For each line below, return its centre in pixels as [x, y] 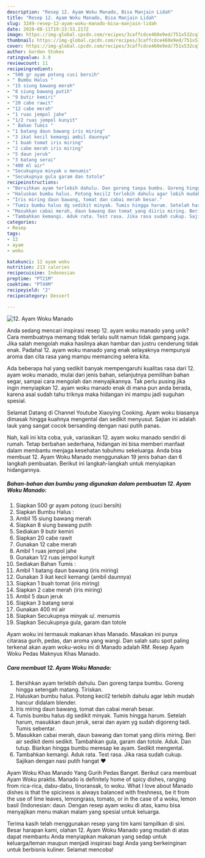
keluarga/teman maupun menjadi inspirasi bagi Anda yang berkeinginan [97, 843]
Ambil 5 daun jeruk [39, 596]
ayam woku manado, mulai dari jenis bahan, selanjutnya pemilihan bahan [98, 375]
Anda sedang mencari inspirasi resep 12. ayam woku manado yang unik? [98, 330]
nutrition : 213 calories [38, 267]
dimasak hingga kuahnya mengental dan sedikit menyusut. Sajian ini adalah [102, 419]
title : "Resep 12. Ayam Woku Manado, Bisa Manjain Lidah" [82, 18]
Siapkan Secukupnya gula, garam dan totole [71, 622]
